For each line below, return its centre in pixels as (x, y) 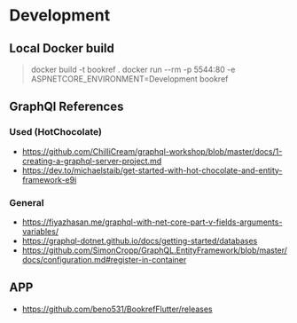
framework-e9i (49, 179)
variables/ (40, 231)
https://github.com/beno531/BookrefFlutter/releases (117, 309)
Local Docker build (62, 48)
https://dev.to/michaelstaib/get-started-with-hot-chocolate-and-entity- (152, 170)
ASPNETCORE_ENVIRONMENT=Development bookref (129, 79)
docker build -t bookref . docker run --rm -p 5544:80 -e (133, 69)
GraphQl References (66, 107)
